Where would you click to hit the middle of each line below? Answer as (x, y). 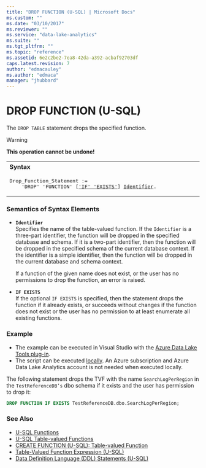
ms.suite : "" (23, 41)
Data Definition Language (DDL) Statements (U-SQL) (82, 458)
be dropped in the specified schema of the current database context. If (105, 249)
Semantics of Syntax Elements (53, 209)
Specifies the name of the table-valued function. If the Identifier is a (103, 229)
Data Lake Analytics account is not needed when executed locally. (99, 367)
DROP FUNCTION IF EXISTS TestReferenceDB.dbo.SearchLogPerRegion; (93, 403)
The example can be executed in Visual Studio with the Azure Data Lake (106, 347)
